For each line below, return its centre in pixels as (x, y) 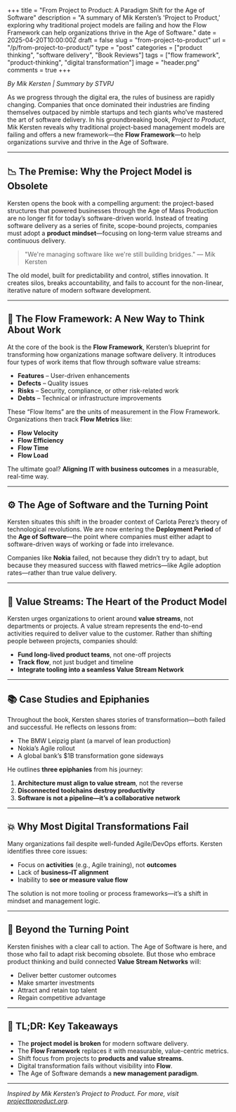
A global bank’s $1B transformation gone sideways (90, 756)
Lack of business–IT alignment (63, 872)
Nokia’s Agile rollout (46, 748)
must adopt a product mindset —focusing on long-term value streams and (115, 233)
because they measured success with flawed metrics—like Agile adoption (114, 565)
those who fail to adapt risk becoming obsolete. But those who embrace (111, 954)
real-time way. (28, 476)
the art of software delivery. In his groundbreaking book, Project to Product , (117, 120)
